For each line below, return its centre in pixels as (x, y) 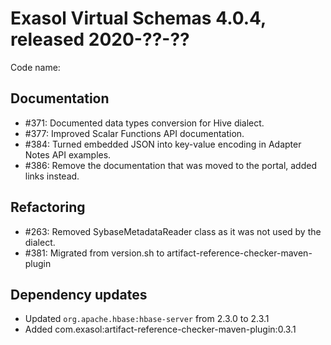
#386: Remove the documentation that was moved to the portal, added (170, 165)
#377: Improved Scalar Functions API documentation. (134, 133)
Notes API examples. (68, 154)
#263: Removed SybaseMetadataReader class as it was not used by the (173, 231)
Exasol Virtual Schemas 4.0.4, (138, 18)
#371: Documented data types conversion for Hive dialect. (144, 123)
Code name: (35, 67)
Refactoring (48, 207)
